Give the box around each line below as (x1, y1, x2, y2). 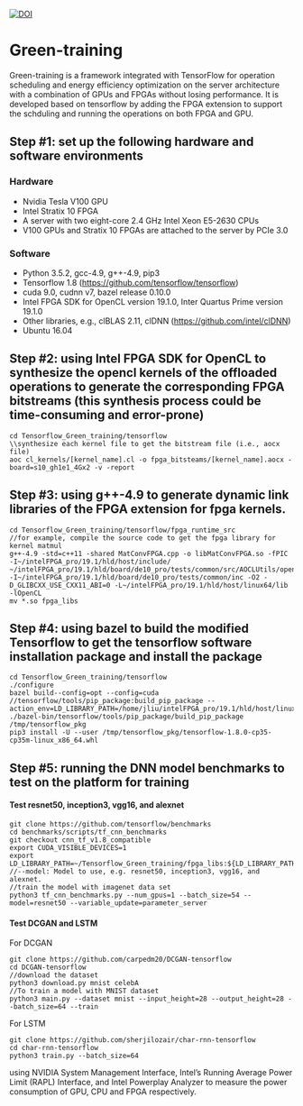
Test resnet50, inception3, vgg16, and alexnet (9, 800, 185, 810)
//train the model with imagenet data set (9, 882, 171, 891)
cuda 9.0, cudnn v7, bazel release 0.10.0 (22, 287, 171, 297)
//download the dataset (9, 971, 99, 980)
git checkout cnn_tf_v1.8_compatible (9, 835, 151, 845)
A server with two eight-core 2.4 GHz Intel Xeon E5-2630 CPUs (22, 215, 260, 225)
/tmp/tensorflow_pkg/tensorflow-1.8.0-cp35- (102, 728, 272, 737)
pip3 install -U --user (9, 728, 99, 737)
